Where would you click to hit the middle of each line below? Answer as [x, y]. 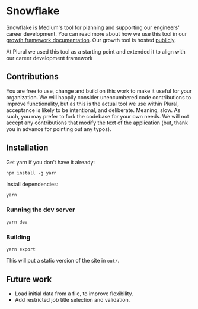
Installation [27, 148]
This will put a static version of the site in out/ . [63, 261]
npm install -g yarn [32, 173]
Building [18, 237]
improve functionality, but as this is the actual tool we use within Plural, [92, 104]
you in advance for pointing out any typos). [59, 129]
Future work [29, 279]
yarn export [21, 249]
